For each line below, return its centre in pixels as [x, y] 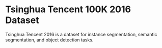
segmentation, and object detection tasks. [49, 40]
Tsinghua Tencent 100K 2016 [68, 9]
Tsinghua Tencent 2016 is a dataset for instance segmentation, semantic [81, 34]
